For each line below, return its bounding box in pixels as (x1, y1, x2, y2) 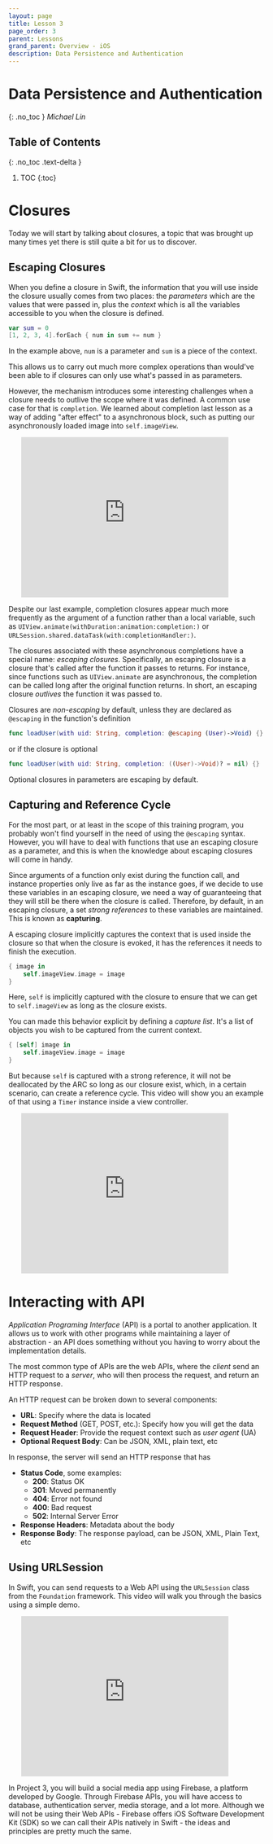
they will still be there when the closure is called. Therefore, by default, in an (8, 896, 264, 906)
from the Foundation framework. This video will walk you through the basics (8, 1591, 262, 1600)
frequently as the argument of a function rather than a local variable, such (8, 612, 256, 623)
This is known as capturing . (8, 913, 103, 923)
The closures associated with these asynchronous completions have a (8, 646, 244, 656)
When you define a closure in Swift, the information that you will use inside (8, 282, 258, 292)
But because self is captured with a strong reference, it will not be (8, 1071, 232, 1081)
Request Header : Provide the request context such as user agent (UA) (19, 1428, 257, 1438)
